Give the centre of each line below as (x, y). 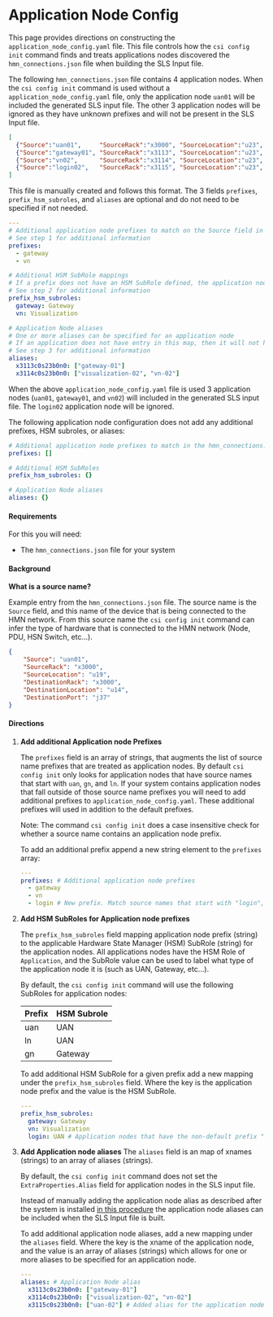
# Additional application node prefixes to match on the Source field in (136, 231)
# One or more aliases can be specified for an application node (121, 335)
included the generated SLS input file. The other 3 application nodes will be (134, 105)
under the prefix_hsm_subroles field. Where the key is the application (136, 1083)
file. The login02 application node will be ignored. (91, 406)
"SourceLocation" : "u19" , (67, 675)
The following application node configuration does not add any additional (131, 422)
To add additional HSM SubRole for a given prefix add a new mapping (136, 1074)
